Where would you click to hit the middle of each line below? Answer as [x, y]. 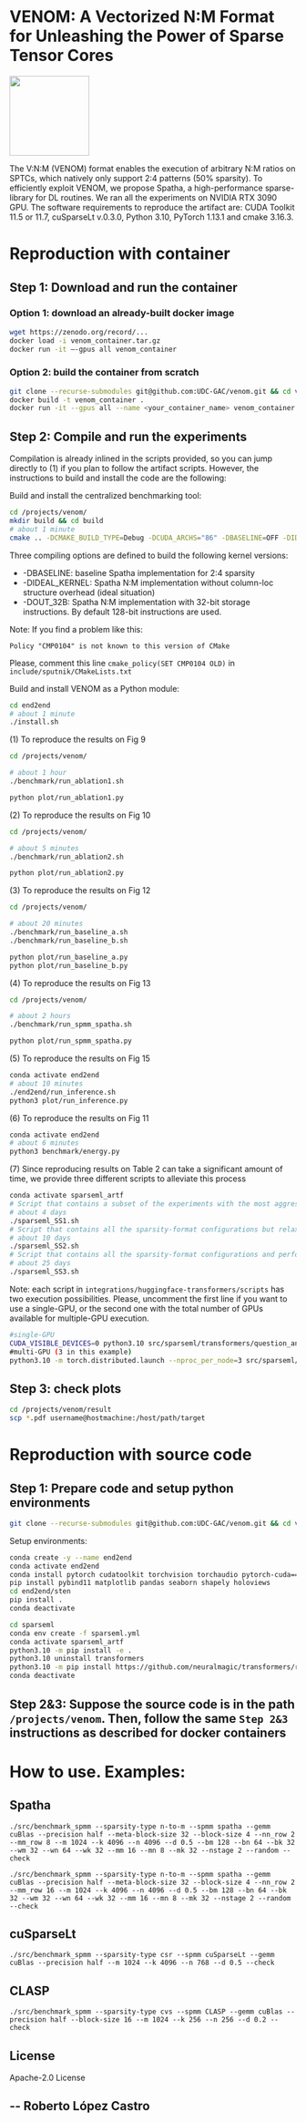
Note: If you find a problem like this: [76, 629]
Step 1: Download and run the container [124, 288]
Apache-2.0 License [47, 2077]
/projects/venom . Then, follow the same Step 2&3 [149, 1719]
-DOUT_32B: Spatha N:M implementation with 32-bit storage [136, 602]
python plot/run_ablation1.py [67, 798]
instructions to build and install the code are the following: [118, 478]
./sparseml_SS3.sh [44, 1272]
